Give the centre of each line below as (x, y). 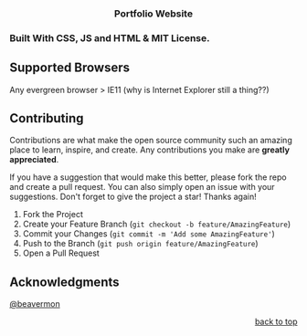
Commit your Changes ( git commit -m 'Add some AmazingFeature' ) (149, 234)
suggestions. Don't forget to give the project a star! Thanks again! (133, 197)
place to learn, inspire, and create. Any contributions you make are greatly (150, 150)
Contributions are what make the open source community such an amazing (151, 141)
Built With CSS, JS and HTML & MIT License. (110, 37)
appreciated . (34, 160)
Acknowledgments (65, 282)
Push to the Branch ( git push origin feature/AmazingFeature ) (140, 244)
